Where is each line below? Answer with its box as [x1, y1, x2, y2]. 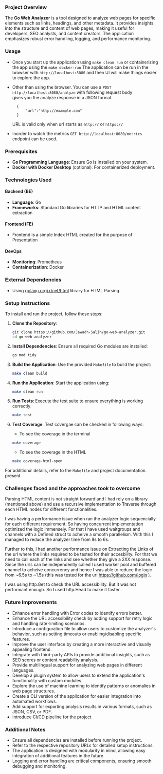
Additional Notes [5, 726, 46, 733]
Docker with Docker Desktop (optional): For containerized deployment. [12, 164, 156, 170]
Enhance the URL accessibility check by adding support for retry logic [12, 615, 153, 621]
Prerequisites [5, 148, 37, 155]
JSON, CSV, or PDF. [12, 709, 52, 714]
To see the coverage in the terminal [19, 431, 91, 437]
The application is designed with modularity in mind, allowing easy [12, 747, 146, 753]
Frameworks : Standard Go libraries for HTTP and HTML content [12, 205, 141, 211]
